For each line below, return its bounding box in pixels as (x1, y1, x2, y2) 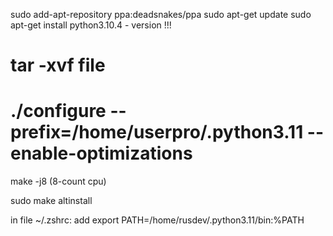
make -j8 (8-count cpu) (10, 175, 107, 188)
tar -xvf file (10, 54, 106, 77)
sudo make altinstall (10, 195, 93, 207)
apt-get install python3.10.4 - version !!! (10, 19, 172, 31)
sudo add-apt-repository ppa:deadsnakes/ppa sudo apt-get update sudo (10, 9, 312, 20)
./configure (10, 100, 107, 123)
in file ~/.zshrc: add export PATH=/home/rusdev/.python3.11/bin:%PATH (10, 214, 305, 226)
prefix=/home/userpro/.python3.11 (10, 121, 304, 144)
